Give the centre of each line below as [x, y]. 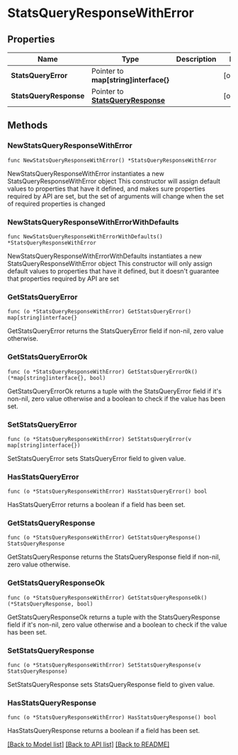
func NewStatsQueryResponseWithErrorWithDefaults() [85, 236]
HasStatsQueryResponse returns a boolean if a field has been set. [104, 731]
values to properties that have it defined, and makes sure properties [106, 189]
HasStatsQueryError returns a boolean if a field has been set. [96, 505]
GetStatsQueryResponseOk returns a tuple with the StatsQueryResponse [114, 617]
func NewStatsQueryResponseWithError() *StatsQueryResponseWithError [112, 160]
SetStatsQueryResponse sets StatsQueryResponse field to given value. [111, 685]
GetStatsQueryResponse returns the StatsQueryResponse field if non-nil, [114, 557]
